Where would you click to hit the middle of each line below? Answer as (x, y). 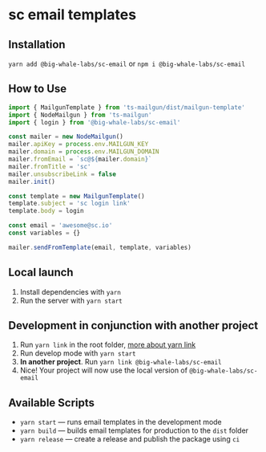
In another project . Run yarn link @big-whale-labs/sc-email (121, 362)
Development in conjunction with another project (133, 326)
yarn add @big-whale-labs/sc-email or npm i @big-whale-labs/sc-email (127, 63)
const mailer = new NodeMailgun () (66, 137)
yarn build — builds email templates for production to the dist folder (134, 430)
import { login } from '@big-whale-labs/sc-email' (95, 122)
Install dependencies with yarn (71, 291)
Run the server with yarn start (71, 300)
